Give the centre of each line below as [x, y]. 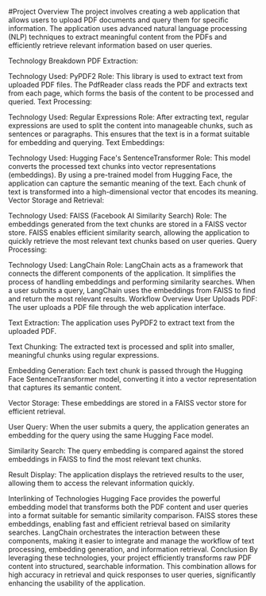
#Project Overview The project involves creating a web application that [124, 12]
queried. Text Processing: [50, 102]
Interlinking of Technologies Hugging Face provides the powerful [114, 498]
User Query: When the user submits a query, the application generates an [129, 427]
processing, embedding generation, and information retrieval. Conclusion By [133, 549]
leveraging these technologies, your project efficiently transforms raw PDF [130, 558]
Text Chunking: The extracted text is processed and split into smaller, [121, 347]
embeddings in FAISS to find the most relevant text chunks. [105, 459]
